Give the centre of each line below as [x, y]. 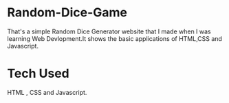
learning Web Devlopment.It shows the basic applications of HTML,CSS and [115, 38]
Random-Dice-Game [67, 13]
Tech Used [39, 74]
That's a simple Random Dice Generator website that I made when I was [109, 31]
